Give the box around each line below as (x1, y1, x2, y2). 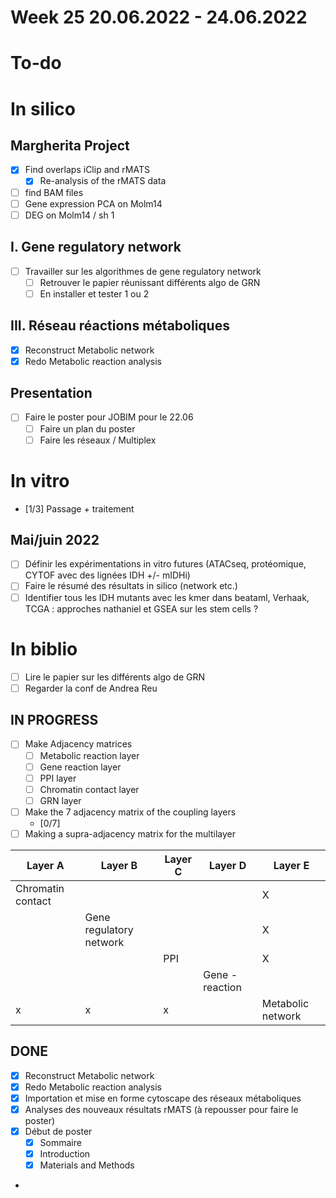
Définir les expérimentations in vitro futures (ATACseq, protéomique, (24, 558, 307, 570)
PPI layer (39, 772, 77, 784)
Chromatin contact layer (39, 783, 140, 795)
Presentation (10, 385, 93, 402)
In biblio (10, 637, 78, 660)
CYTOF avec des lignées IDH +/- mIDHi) (24, 569, 191, 581)
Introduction (39, 1148, 91, 1160)
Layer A (26, 858, 65, 872)
